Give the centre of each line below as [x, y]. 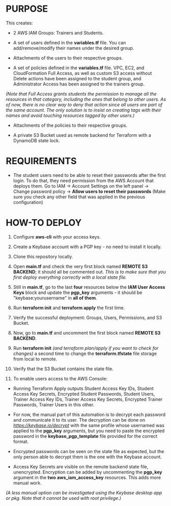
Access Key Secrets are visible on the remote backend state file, [81, 466]
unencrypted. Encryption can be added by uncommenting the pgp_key [88, 472]
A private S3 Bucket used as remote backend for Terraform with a [82, 135]
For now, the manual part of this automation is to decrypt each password [89, 414]
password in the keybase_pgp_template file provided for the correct [85, 436]
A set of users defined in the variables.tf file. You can [69, 42]
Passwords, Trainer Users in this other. [54, 404]
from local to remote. [35, 359]
